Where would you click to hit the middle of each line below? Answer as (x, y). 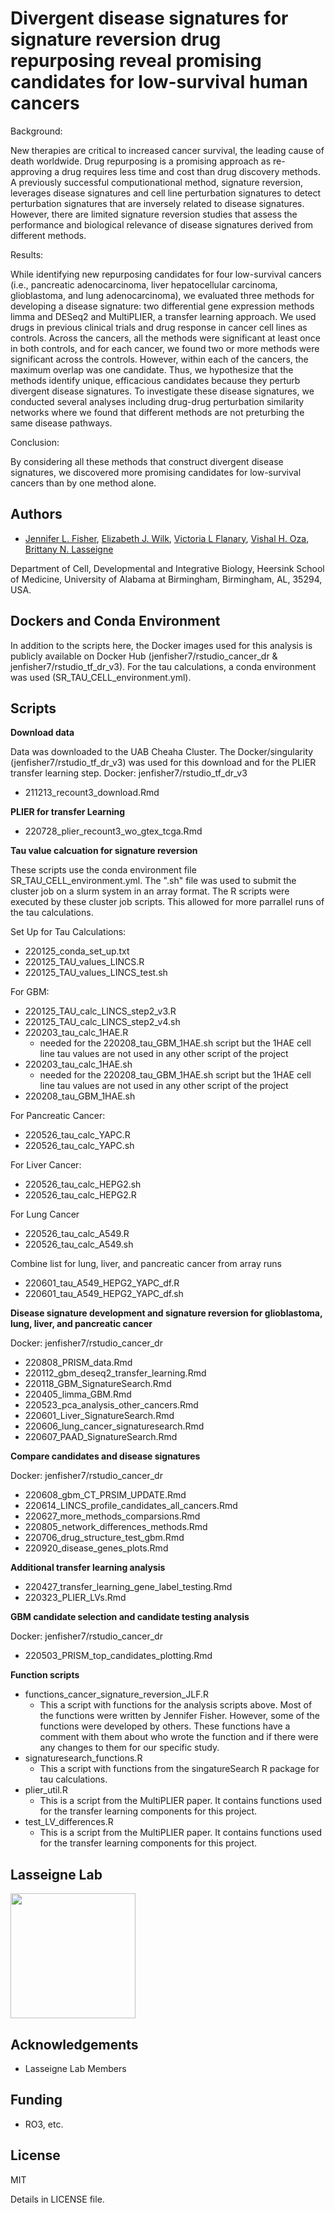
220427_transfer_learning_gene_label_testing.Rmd (128, 1587)
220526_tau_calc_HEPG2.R (80, 1195)
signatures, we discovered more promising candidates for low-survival (156, 472)
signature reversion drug (116, 39)
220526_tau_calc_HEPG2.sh (83, 1184)
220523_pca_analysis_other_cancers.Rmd (111, 1405)
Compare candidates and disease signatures (105, 1456)
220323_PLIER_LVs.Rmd (75, 1598)
